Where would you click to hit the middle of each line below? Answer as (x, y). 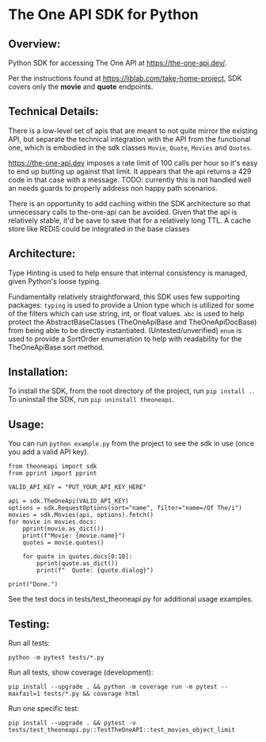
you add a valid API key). (49, 452)
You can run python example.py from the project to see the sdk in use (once (131, 444)
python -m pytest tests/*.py (56, 658)
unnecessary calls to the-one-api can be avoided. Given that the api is (123, 212)
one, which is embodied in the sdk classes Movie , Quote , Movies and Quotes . (130, 147)
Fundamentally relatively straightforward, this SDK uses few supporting (124, 296)
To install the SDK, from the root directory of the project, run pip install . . (131, 391)
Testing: (29, 624)
